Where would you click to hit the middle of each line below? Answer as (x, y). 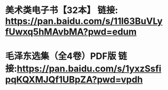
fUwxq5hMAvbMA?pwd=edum (71, 32)
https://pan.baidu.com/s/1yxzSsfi (89, 69)
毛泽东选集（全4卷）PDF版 (61, 56)
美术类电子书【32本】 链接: (62, 10)
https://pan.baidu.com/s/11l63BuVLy (84, 21)
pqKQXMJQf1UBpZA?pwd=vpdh (74, 80)
